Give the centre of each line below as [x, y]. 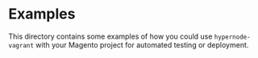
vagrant [21, 45]
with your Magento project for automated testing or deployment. [142, 44]
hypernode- [233, 37]
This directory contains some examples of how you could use [110, 36]
